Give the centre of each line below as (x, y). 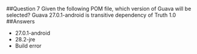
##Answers (21, 21)
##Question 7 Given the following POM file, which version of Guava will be (99, 9)
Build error (28, 46)
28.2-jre (25, 39)
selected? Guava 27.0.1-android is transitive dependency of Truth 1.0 (91, 15)
